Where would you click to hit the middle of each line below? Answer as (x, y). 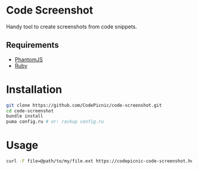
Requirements (32, 45)
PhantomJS (29, 59)
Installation (34, 89)
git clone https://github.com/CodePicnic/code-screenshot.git (84, 105)
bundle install (25, 116)
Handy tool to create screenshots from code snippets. (72, 27)
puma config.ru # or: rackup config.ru (55, 122)
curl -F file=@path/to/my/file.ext (50, 161)
